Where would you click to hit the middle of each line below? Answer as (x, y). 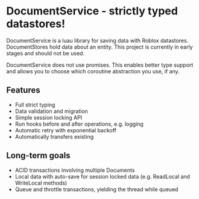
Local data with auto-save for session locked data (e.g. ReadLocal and (103, 176)
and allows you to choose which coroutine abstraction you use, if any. (93, 71)
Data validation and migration (52, 111)
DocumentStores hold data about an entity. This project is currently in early (99, 47)
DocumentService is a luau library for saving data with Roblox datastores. (97, 40)
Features (23, 90)
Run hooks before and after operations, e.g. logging (79, 124)
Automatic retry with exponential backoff (65, 130)
